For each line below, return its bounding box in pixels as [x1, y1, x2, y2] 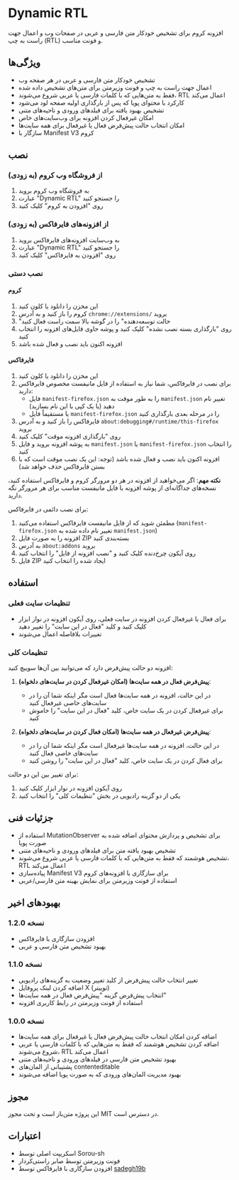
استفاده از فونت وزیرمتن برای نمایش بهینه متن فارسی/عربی [18, 876, 177, 884]
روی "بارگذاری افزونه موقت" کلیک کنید [18, 432, 121, 441]
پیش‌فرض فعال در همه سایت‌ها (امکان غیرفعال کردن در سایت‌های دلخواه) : [18, 677, 211, 686]
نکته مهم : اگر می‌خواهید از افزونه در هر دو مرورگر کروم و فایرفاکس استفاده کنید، [8, 476, 221, 485]
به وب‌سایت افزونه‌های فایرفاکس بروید [18, 235, 120, 244]
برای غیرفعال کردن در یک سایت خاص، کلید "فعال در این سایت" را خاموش [28, 706, 224, 715]
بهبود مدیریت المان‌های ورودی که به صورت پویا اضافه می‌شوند [18, 1070, 182, 1078]
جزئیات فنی [8, 812, 54, 824]
